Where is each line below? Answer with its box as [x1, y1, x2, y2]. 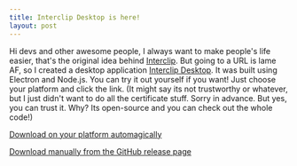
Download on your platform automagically [9, 129, 162, 139]
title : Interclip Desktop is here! [9, 12, 141, 22]
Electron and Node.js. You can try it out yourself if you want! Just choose [9, 74, 277, 84]
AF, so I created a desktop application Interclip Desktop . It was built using [9, 64, 277, 75]
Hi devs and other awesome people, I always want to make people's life [9, 45, 271, 56]
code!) [9, 112, 34, 123]
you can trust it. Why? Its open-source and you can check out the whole [9, 102, 273, 113]
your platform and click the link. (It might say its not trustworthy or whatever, [9, 83, 288, 94]
